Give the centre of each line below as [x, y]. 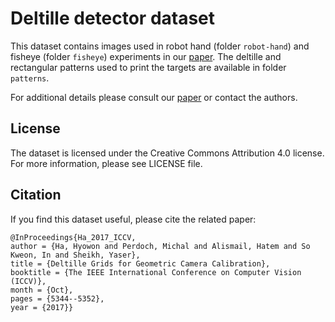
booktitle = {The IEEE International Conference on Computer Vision [156, 272]
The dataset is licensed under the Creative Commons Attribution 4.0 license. [167, 153]
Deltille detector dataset [113, 18]
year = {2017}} [42, 307]
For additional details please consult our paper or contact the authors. [154, 97]
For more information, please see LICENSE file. [106, 163]
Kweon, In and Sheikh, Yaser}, [75, 255]
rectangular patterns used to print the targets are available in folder [148, 67]
